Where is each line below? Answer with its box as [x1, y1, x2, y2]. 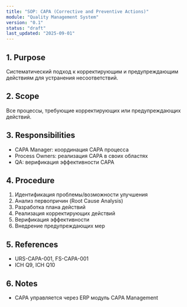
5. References [6, 239, 58, 249]
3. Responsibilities [6, 130, 76, 140]
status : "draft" [6, 25, 46, 31]
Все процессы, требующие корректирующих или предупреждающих [6, 107, 181, 114]
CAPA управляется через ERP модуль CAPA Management [14, 294, 158, 301]
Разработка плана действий [14, 204, 86, 211]
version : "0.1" [6, 19, 44, 25]
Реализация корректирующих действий [14, 210, 116, 217]
